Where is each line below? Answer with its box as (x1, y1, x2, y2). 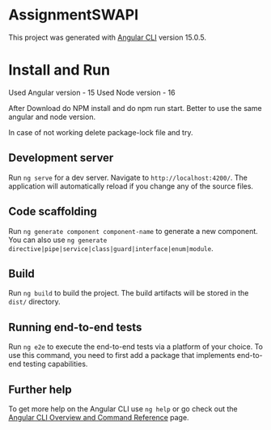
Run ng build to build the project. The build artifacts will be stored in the (8, 288, 249, 298)
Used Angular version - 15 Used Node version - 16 (8, 87, 176, 97)
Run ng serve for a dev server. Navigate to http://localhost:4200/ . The (8, 172, 248, 182)
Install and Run (8, 61, 111, 79)
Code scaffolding (8, 205, 97, 219)
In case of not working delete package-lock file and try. (8, 127, 193, 137)
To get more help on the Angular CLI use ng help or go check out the (8, 403, 238, 414)
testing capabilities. (23, 359, 88, 369)
